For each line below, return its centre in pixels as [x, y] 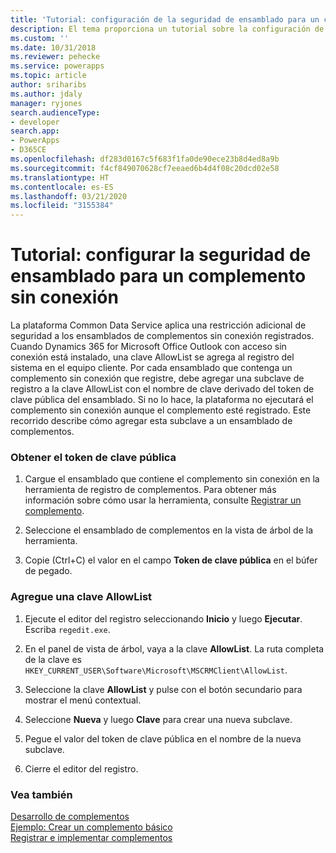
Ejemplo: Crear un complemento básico [91, 827]
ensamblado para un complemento [158, 276]
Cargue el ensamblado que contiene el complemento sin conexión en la [172, 479]
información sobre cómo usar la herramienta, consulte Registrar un [163, 500]
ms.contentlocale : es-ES [62, 187]
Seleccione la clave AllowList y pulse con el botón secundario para [163, 689]
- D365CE [28, 150]
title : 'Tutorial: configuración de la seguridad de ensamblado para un [165, 19]
